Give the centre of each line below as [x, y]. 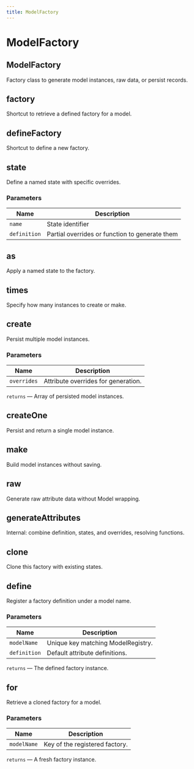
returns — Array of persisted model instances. [65, 396]
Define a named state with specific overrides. [64, 182]
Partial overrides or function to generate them [113, 234]
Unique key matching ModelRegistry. [100, 643]
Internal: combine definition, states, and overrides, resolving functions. [95, 533]
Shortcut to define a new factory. [48, 148]
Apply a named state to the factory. [51, 271]
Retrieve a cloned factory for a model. [54, 702]
